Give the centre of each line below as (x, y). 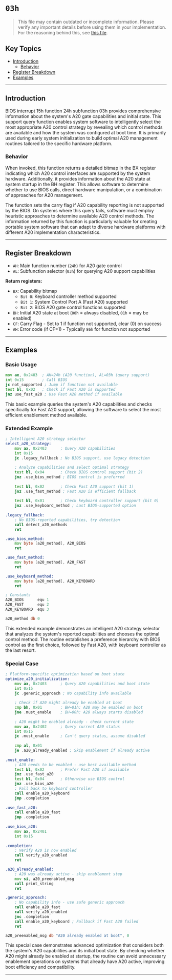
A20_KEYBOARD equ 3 (27, 609)
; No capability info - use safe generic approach (70, 903)
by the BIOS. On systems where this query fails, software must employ (80, 210)
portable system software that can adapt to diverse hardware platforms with (85, 227)
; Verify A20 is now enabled (46, 851)
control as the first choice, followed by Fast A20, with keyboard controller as (86, 645)
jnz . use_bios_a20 (34, 784)
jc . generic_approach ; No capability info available (73, 693)
